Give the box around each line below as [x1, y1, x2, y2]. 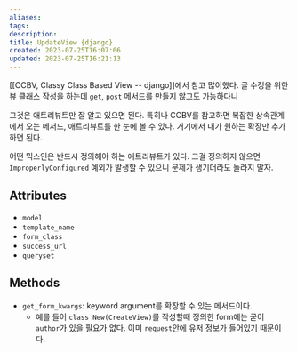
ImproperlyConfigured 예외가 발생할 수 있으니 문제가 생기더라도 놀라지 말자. [9, 162, 274, 172]
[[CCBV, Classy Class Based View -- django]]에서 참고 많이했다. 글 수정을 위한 [9, 80, 289, 90]
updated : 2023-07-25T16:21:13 [9, 54, 122, 63]
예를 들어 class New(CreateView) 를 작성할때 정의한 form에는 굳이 [35, 311, 265, 322]
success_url [21, 242, 67, 251]
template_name [21, 223, 75, 232]
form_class [21, 232, 63, 241]
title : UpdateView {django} [9, 37, 114, 47]
